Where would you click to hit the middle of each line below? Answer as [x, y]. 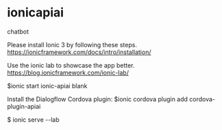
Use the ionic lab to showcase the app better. [71, 65]
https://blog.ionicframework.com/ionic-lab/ [68, 73]
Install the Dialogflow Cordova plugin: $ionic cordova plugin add [98, 99]
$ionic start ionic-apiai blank [47, 86]
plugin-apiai [24, 106]
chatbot [18, 31]
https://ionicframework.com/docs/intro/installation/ [79, 52]
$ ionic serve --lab [33, 119]
